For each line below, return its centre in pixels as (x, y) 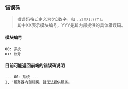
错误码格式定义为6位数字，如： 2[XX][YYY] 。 (61, 19)
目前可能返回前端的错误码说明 (35, 65)
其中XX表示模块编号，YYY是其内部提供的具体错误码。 (71, 25)
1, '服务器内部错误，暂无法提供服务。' (40, 82)
